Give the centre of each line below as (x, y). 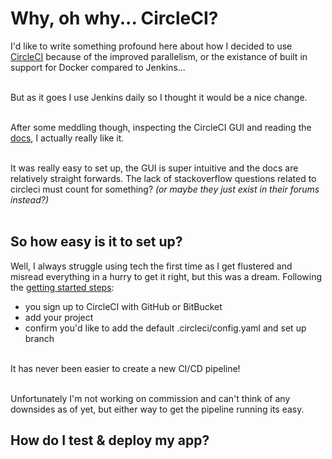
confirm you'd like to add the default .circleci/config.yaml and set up (165, 328)
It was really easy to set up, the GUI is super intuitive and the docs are (154, 168)
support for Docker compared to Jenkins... (98, 67)
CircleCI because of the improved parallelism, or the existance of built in (159, 56)
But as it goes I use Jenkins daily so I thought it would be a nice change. (159, 97)
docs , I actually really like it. (67, 138)
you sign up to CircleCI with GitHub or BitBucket (123, 306)
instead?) (30, 199)
